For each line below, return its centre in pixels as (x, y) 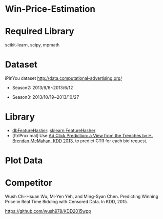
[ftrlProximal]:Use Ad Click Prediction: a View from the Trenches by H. (82, 136)
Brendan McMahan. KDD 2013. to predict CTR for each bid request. (80, 141)
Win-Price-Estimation (50, 9)
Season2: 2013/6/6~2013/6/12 (42, 88)
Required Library (40, 32)
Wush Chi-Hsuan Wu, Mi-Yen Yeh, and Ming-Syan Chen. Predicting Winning (82, 197)
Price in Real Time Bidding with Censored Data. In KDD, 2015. (67, 202)
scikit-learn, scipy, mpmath (32, 45)
